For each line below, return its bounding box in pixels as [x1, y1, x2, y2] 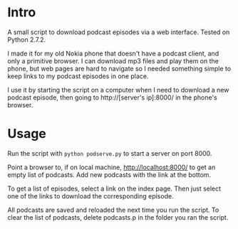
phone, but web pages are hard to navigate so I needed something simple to [7, 64, 232, 73]
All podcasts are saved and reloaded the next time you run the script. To [7, 206, 219, 214]
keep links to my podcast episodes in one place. [7, 72, 149, 80]
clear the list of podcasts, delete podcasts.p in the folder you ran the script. [7, 213, 229, 221]
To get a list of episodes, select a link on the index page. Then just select [7, 184, 222, 193]
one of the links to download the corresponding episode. [7, 191, 174, 200]
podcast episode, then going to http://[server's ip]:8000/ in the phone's [7, 93, 217, 102]
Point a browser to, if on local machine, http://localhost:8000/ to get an [7, 163, 216, 171]
